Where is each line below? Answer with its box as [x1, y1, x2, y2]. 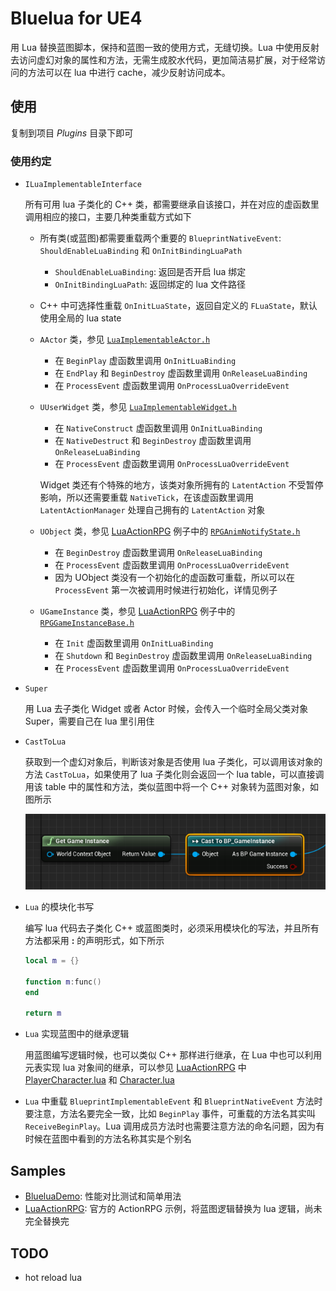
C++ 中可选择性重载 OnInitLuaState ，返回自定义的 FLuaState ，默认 [39, 300, 318, 312]
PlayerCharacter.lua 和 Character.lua [24, 1074, 175, 1086]
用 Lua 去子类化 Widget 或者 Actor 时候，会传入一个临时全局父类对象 [24, 703, 309, 715]
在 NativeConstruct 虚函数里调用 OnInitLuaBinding [54, 422, 263, 434]
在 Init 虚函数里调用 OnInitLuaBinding [54, 637, 214, 649]
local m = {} [24, 956, 80, 966]
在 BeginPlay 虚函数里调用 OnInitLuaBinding [54, 355, 237, 367]
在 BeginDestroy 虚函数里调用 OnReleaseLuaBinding [54, 547, 263, 559]
